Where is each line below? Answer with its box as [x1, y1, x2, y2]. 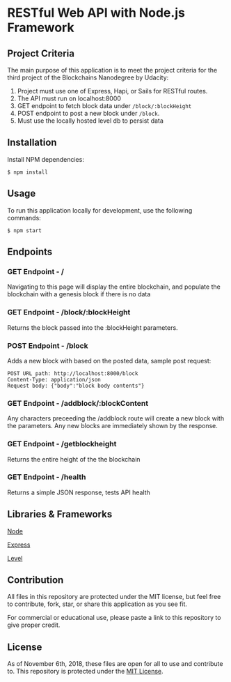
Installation [7, 137, 57, 149]
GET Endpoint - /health [7, 472, 86, 482]
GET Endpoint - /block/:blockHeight [7, 308, 131, 317]
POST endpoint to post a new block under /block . [17, 109, 160, 117]
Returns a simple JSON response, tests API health [7, 488, 151, 497]
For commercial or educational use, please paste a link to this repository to [7, 614, 221, 622]
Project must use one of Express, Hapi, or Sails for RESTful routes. [17, 87, 208, 95]
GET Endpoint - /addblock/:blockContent [7, 398, 148, 408]
